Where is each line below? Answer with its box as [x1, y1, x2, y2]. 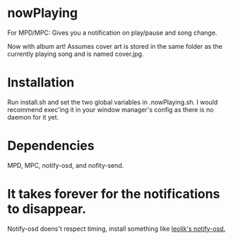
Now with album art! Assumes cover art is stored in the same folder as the [7, 42, 222, 50]
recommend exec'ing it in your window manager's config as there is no [7, 105, 214, 114]
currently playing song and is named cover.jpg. [7, 50, 144, 58]
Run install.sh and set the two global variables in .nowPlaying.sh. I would [7, 98, 218, 106]
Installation [7, 74, 75, 91]
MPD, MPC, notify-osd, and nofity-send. [7, 161, 124, 169]
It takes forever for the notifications [7, 186, 220, 202]
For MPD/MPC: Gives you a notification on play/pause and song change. [7, 28, 217, 37]
